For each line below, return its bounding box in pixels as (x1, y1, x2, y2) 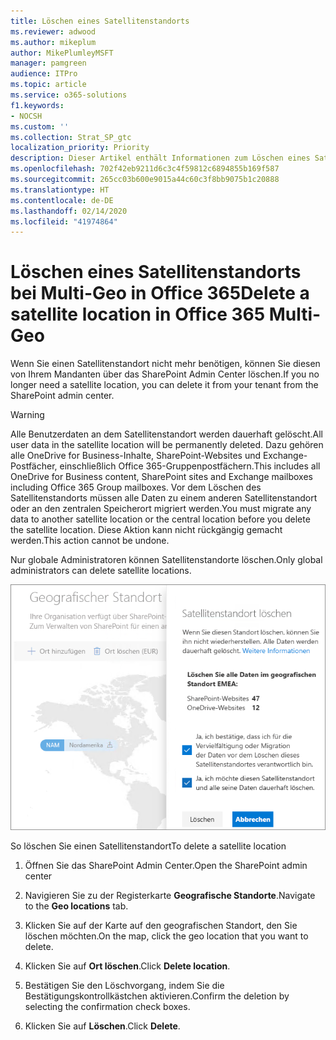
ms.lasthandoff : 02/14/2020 (10, 206, 128, 216)
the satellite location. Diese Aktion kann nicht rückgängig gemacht (10, 524, 283, 536)
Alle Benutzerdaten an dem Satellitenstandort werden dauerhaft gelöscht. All (10, 428, 323, 440)
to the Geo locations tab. (24, 900, 129, 912)
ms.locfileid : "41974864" (10, 216, 118, 227)
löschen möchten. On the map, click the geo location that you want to (24, 930, 309, 942)
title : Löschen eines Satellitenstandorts (10, 16, 190, 26)
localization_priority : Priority (10, 143, 150, 153)
